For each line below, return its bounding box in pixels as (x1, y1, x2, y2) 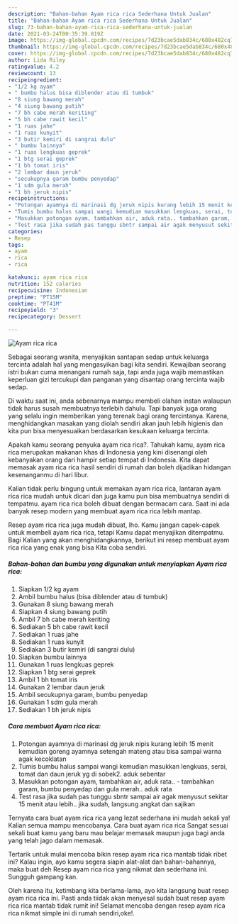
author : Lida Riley (8, 57, 66, 64)
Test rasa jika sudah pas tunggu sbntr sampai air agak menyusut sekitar (18, 792, 229, 801)
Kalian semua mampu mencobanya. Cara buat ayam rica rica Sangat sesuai (8, 820, 229, 830)
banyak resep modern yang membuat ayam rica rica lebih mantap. (8, 507, 202, 515)
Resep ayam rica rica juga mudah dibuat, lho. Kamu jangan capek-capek (8, 521, 221, 529)
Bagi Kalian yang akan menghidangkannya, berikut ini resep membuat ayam (8, 536, 230, 544)
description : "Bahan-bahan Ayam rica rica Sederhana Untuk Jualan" (8, 10, 212, 18)
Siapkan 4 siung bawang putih (18, 607, 107, 616)
